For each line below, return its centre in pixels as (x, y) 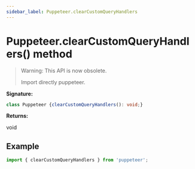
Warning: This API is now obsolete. (64, 70)
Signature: (19, 94)
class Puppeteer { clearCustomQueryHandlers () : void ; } (75, 105)
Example (23, 146)
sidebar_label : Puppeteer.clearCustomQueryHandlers (72, 12)
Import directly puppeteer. (53, 82)
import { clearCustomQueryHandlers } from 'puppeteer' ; (77, 160)
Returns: (17, 116)
